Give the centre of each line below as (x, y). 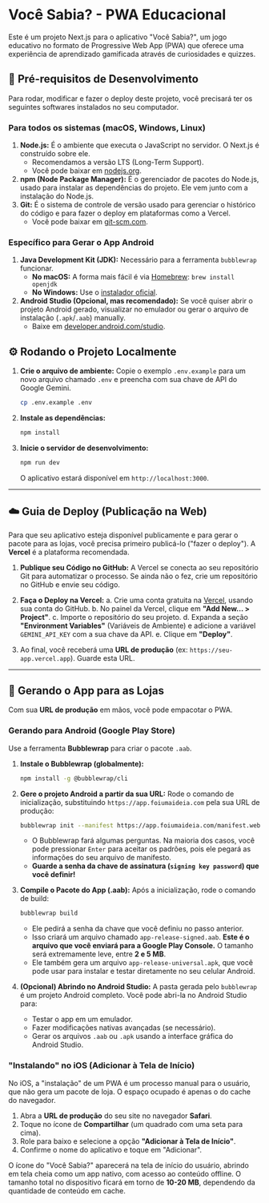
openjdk (44, 285)
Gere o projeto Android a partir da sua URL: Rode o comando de (127, 794)
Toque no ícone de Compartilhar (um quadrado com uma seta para (131, 1124)
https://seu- (211, 650)
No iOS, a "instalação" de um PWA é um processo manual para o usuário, (129, 1083)
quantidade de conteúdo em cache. (67, 1190)
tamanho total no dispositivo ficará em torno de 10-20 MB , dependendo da (132, 1182)
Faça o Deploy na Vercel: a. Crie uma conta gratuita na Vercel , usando (137, 600)
